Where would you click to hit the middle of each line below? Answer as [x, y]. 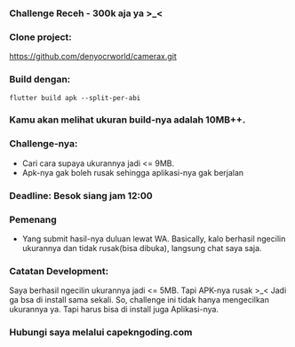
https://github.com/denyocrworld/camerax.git [93, 57]
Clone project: [41, 36]
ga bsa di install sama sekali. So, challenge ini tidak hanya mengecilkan [139, 300]
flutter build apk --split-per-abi [75, 98]
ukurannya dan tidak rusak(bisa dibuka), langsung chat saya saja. [142, 248]
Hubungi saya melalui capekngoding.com [101, 333]
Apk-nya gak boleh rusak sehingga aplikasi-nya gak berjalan [133, 172]
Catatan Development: [59, 271]
